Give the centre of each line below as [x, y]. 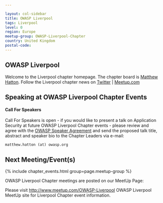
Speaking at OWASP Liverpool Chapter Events [76, 97]
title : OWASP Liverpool [29, 18]
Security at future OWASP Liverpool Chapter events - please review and [77, 126]
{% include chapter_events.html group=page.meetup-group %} [68, 171]
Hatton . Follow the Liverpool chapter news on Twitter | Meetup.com [72, 82]
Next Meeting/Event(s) [40, 160]
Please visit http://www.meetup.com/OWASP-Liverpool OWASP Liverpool [78, 190]
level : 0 [14, 27]
